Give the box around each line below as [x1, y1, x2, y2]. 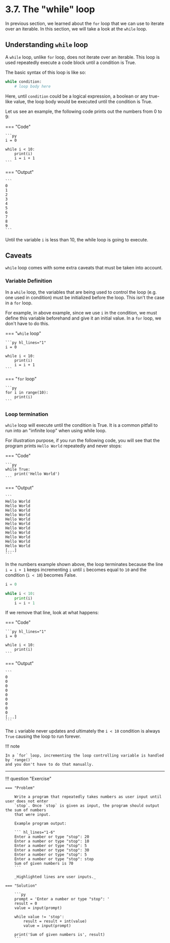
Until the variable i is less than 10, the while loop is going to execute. [5, 236, 148, 242]
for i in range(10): [5, 390, 49, 395]
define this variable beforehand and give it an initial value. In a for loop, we [5, 315, 161, 321]
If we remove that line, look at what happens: [5, 610, 99, 616]
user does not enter [5, 799, 49, 804]
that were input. [14, 812, 51, 818]
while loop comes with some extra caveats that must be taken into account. [5, 265, 163, 271]
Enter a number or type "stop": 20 [14, 834, 90, 839]
